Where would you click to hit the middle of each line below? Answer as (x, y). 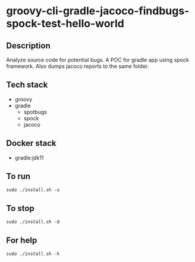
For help (22, 240)
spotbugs (35, 112)
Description (28, 46)
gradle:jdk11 (29, 157)
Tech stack (27, 85)
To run (18, 177)
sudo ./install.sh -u (33, 190)
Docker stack (31, 143)
